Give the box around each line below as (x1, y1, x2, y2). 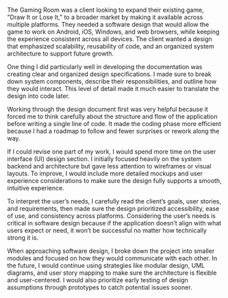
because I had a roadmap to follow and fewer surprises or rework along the (7, 127, 220, 135)
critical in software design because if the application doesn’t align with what (7, 219, 222, 227)
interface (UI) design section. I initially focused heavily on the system (7, 155, 202, 163)
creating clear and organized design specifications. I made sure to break (7, 70, 212, 78)
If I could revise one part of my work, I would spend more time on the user (7, 147, 216, 156)
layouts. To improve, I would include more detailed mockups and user (7, 169, 203, 177)
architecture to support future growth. (7, 49, 114, 58)
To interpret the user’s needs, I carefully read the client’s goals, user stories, (7, 197, 221, 205)
